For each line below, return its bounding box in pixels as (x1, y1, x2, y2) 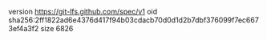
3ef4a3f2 (8, 24, 39, 33)
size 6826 (40, 24, 74, 33)
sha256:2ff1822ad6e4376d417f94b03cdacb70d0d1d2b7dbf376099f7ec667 (8, 15, 259, 25)
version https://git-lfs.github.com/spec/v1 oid (8, 7, 158, 16)
